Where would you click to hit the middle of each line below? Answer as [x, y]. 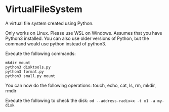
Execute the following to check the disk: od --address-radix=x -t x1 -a [80, 100]
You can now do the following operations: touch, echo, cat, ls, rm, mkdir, [81, 85]
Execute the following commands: [40, 53]
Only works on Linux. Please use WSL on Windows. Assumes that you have [84, 33]
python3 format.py [25, 72]
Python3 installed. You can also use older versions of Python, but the [77, 38]
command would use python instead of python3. [56, 43]
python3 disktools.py [28, 67]
